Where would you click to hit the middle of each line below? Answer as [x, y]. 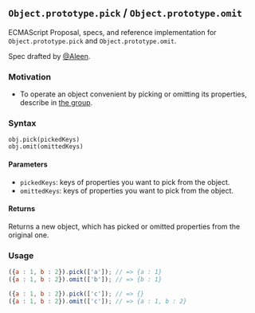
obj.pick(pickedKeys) [44, 140]
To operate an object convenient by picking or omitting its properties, [133, 94]
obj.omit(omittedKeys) [46, 147]
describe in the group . [56, 103]
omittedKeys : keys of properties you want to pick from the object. [126, 190]
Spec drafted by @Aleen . [49, 56]
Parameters [28, 164]
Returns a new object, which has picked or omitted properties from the [124, 226]
